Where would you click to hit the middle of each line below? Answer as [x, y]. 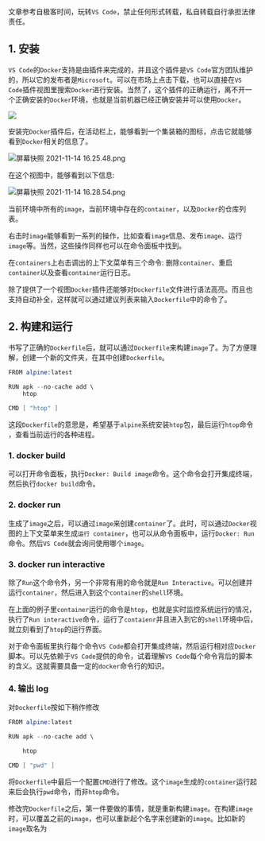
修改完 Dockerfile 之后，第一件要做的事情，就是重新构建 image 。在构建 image [131, 808]
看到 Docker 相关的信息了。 [50, 141]
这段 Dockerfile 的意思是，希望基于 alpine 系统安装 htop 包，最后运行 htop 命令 [131, 424]
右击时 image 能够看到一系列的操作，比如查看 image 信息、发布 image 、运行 [125, 235]
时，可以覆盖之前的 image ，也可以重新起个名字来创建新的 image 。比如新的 [127, 818]
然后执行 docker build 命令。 [54, 484]
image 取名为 [28, 828]
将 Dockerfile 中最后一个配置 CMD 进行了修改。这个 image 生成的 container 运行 [129, 781]
